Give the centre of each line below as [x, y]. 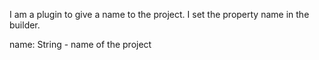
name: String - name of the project [80, 44]
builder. [25, 25]
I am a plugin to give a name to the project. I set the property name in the [159, 14]
